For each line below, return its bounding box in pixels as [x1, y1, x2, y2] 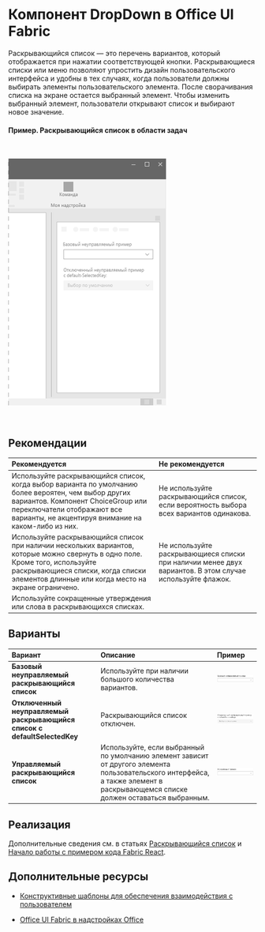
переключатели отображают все [11, 504, 123, 514]
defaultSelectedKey [11, 731, 79, 741]
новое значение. [8, 107, 65, 116]
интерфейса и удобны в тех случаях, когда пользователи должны [8, 73, 230, 83]
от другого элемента [100, 759, 171, 769]
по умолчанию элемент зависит [100, 750, 209, 760]
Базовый [11, 662, 43, 671]
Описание [100, 650, 136, 660]
